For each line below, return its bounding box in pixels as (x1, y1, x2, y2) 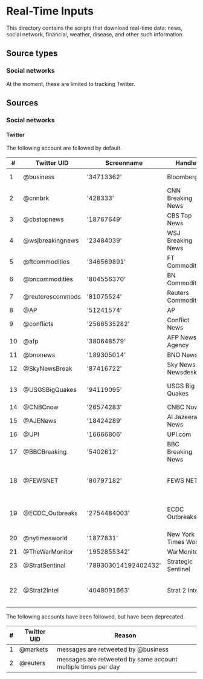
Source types (6, 48, 58, 59)
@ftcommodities (23, 257, 70, 266)
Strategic (167, 557, 193, 566)
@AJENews (23, 417, 57, 425)
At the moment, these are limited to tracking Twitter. (6, 80, 135, 87)
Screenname (105, 159, 143, 167)
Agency (167, 341, 189, 349)
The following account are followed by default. (6, 144, 122, 152)
